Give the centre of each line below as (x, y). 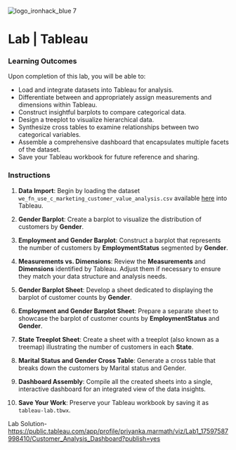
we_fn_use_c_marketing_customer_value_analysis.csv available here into (123, 198)
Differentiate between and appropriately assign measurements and (115, 98)
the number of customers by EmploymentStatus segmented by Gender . (123, 247)
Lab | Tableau (48, 39)
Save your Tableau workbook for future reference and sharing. (109, 157)
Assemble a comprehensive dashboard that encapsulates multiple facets (123, 142)
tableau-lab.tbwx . (44, 410)
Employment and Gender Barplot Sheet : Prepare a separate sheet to (118, 311)
